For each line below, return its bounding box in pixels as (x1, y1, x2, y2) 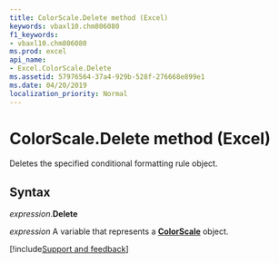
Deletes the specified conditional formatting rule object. (9, 158, 218, 169)
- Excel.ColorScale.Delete (9, 64, 112, 73)
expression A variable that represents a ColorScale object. (9, 226, 229, 237)
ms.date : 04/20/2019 (9, 81, 88, 90)
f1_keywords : (9, 30, 59, 39)
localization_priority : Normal (9, 89, 128, 98)
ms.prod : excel (9, 47, 67, 56)
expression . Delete (9, 209, 78, 219)
